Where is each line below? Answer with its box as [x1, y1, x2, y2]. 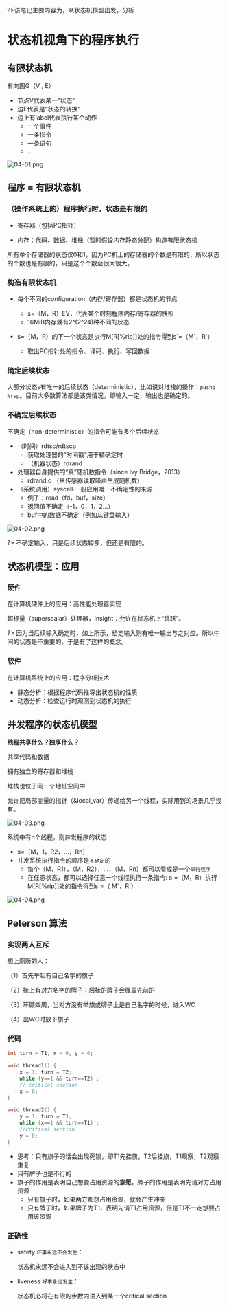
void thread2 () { [7, 1107, 57, 1114]
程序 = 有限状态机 [7, 181, 81, 194]
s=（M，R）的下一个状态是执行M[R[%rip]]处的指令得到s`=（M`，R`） [16, 332, 214, 340]
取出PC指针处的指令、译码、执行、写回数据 [27, 346, 150, 355]
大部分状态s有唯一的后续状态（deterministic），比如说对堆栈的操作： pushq [7, 383, 216, 391]
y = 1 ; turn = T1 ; [19, 1113, 72, 1120]
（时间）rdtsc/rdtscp [16, 442, 77, 450]
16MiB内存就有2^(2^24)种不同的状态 [27, 318, 130, 326]
